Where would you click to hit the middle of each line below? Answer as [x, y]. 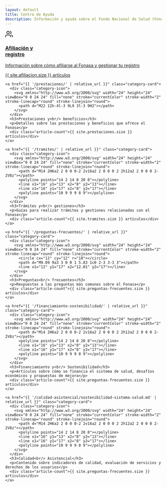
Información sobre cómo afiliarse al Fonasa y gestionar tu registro [73, 65]
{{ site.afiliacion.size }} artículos [38, 75]
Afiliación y [19, 48]
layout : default [22, 10]
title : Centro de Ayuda [30, 14]
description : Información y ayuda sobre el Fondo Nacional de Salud [78, 19]
